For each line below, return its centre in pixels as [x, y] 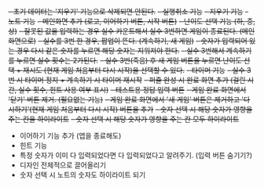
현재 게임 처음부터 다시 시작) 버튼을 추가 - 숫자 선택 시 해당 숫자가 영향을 [142, 109]
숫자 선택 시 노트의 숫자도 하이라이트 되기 [82, 175]
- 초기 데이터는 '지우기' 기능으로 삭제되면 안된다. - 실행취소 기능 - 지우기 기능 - [128, 11]
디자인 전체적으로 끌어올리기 [63, 165]
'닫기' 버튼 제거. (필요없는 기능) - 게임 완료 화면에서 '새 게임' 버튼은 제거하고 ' [126, 99]
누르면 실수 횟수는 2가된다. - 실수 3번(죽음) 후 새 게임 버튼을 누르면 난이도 [129, 60]
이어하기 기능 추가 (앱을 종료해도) [70, 136]
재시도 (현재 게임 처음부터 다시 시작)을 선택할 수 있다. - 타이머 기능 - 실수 [134, 70]
